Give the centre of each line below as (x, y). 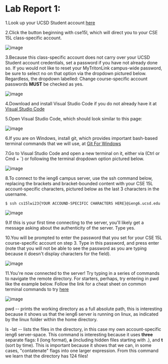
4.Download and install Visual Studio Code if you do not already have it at (81, 103)
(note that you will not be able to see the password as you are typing (76, 248)
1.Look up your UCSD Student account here (50, 23)
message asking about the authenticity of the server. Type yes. (70, 228)
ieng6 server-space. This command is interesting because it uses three (79, 334)
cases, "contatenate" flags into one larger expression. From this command (82, 350)
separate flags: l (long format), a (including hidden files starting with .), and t (84, 340)
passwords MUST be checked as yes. (44, 84)
